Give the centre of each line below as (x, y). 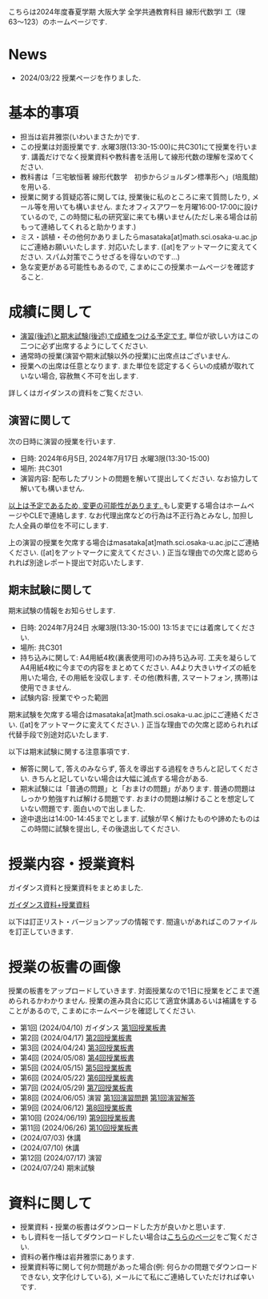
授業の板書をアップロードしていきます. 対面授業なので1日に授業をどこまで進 (134, 991)
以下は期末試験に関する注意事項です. (69, 752)
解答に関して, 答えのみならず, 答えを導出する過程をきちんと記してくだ (136, 769)
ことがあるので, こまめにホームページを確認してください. (102, 1011)
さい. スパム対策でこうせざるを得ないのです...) (103, 257)
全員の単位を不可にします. (66, 525)
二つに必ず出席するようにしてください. (84, 346)
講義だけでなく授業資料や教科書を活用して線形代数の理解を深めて (139, 156)
